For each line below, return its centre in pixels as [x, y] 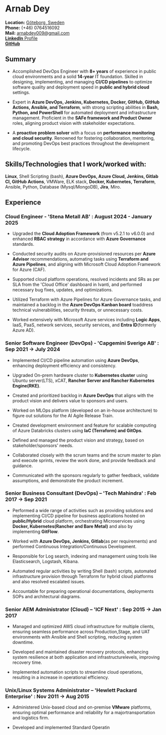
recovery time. [27, 662]
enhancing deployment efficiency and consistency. [64, 366]
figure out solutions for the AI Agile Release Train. [63, 415]
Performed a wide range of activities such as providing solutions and [83, 510]
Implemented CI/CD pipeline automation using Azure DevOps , [76, 360]
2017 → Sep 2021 [26, 499]
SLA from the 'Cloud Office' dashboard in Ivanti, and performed [77, 284]
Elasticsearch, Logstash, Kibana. [46, 561]
